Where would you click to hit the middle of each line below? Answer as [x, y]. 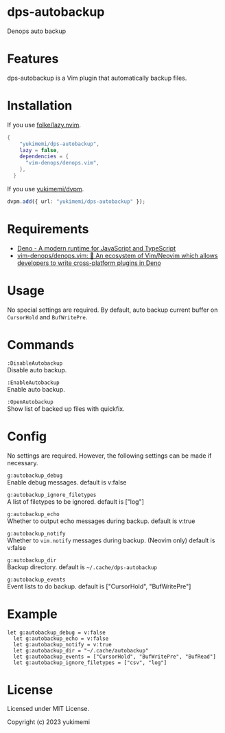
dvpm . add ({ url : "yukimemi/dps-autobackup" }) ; [76, 201]
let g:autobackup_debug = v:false [57, 633]
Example [32, 614]
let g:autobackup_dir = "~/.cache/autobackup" [81, 650]
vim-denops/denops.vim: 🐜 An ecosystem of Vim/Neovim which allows [117, 255]
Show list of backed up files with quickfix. [66, 408]
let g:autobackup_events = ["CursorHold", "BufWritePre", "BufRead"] [115, 657]
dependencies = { [44, 157]
